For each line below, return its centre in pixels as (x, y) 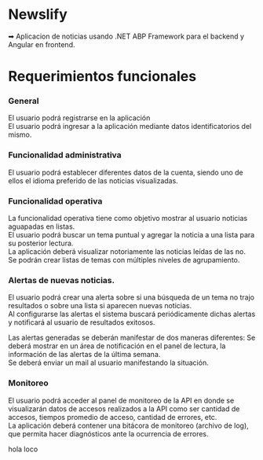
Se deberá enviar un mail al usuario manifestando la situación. (109, 362)
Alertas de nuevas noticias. (62, 280)
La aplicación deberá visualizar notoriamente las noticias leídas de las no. (127, 252)
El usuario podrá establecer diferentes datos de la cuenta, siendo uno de (126, 172)
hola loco (23, 449)
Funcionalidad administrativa (65, 155)
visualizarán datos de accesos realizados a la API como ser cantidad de (124, 408)
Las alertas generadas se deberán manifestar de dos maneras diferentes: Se (132, 338)
